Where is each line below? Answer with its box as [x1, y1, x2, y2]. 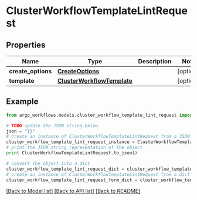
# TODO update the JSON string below [6, 123, 98, 128]
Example [6, 97, 39, 107]
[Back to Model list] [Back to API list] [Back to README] [6, 188, 141, 195]
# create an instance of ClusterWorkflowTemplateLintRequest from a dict [6, 171, 191, 177]
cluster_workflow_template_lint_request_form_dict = [6, 177, 138, 183]
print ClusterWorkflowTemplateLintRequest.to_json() [6, 150, 138, 156]
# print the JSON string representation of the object [6, 145, 143, 151]
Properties [6, 40, 46, 50]
